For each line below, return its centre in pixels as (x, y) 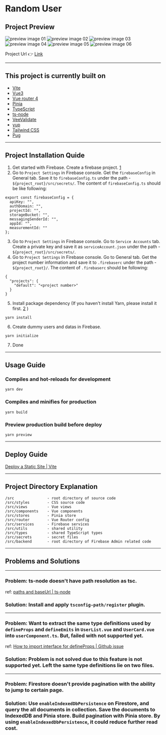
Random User (34, 9)
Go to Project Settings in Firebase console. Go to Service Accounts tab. (86, 241)
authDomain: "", (26, 206)
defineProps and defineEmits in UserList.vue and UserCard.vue (80, 629)
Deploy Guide (26, 455)
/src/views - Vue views (38, 507)
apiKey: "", (22, 202)
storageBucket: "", (30, 215)
